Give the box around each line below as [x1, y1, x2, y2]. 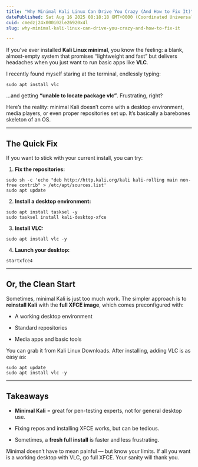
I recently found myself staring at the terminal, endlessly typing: [6, 70, 161, 77]
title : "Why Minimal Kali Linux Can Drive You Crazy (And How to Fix [6, 8, 181, 15]
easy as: [6, 353, 27, 360]
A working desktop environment [14, 313, 93, 320]
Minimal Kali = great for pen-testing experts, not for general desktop [14, 407, 182, 414]
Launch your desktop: [14, 246, 70, 254]
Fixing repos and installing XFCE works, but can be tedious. [14, 425, 160, 432]
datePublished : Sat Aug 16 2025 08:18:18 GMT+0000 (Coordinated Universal [6, 14, 194, 20]
